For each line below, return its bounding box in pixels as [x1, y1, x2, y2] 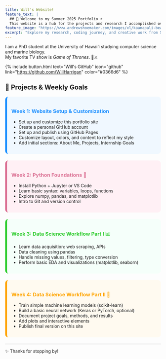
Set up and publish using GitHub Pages [18, 129, 99, 136]
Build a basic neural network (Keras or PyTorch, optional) [18, 308, 135, 313]
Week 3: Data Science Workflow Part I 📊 [11, 230, 111, 237]
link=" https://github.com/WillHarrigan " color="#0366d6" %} [5, 69, 128, 74]
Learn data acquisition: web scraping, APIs [18, 244, 106, 250]
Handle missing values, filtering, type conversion [18, 254, 118, 260]
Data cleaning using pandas [18, 249, 76, 254]
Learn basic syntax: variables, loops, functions [18, 188, 114, 194]
